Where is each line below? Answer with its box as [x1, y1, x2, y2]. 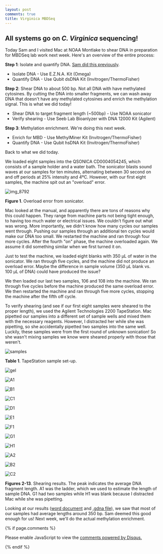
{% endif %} [5, 544, 30, 550]
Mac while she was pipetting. [5, 496, 64, 502]
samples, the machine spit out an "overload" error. [5, 179, 106, 185]
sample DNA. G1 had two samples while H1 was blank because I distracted [5, 491, 154, 497]
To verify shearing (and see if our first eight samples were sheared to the [5, 303, 151, 309]
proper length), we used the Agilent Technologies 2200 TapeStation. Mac [5, 308, 152, 314]
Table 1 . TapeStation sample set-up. [5, 358, 77, 364]
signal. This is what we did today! [5, 101, 72, 107]
